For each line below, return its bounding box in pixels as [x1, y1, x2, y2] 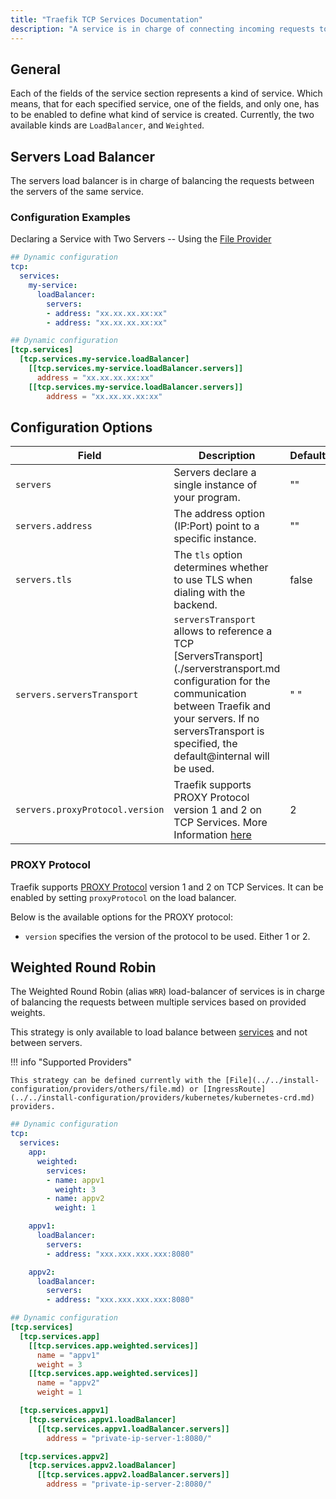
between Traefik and [173, 699, 272, 713]
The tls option [173, 548, 243, 562]
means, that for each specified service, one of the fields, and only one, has [10, 98, 320, 110]
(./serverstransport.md [173, 662, 281, 676]
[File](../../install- [224, 1076, 320, 1086]
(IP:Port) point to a [173, 519, 260, 533]
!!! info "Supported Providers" [10, 1056, 132, 1068]
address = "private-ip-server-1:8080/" [46, 1433, 213, 1443]
